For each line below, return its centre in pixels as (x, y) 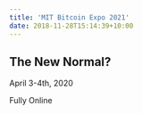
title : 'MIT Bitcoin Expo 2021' (69, 17)
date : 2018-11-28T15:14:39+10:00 (71, 26)
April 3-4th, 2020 (42, 83)
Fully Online (31, 101)
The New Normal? (60, 62)
